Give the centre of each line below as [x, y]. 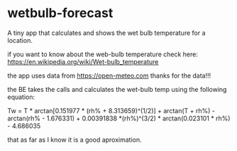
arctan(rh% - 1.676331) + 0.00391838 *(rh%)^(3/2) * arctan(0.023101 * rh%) [119, 118]
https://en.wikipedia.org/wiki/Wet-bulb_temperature [83, 61]
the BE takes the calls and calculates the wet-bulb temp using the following [117, 89]
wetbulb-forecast [60, 13]
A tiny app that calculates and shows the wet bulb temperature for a [106, 33]
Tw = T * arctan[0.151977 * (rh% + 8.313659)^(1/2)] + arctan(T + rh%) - [111, 110]
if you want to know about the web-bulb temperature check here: [103, 54]
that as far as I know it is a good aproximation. [75, 140]
